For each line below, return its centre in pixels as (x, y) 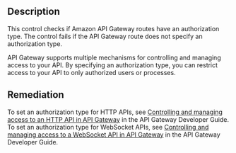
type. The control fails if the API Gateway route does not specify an (105, 36)
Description (34, 12)
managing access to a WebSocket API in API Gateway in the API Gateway (114, 135)
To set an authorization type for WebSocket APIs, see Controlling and (108, 127)
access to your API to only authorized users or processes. (92, 72)
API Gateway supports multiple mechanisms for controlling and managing (114, 57)
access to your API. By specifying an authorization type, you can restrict (112, 65)
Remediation (36, 95)
